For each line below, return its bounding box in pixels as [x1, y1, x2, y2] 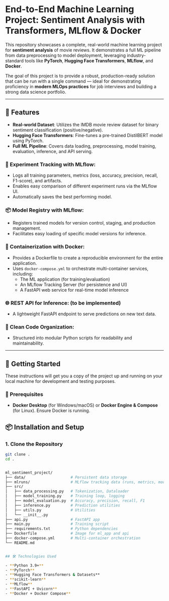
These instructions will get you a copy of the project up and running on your [5, 373, 162, 379]
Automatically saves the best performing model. [12, 194, 112, 200]
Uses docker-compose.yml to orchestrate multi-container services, [12, 265, 148, 272]
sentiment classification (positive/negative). [12, 127, 103, 133]
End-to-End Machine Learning [5, 4, 134, 15]
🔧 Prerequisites [5, 390, 44, 397]
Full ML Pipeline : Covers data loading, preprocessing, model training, [12, 143, 156, 149]
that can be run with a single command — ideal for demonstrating [5, 78, 141, 84]
